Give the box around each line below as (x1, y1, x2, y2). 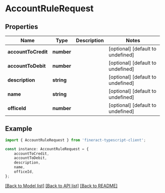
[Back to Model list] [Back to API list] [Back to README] (5, 183, 118, 189)
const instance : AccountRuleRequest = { (5, 146, 89, 151)
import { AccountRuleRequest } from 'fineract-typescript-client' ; (5, 138, 146, 142)
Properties (5, 23, 38, 31)
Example (5, 125, 32, 133)
